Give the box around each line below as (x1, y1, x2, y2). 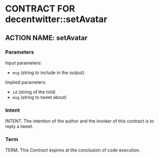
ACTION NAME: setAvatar (5, 33, 87, 42)
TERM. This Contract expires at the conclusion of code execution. (5, 147, 141, 153)
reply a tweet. (5, 123, 33, 129)
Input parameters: (5, 59, 42, 65)
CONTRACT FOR (5, 3, 75, 14)
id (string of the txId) (12, 88, 56, 95)
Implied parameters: (5, 79, 46, 85)
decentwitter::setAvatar (5, 13, 107, 25)
